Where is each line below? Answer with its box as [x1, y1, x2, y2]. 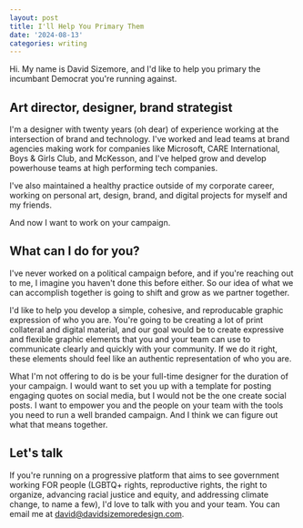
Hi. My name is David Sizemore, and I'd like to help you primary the [9, 64, 261, 75]
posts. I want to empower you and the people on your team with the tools [9, 400, 284, 411]
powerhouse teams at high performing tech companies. [9, 163, 218, 174]
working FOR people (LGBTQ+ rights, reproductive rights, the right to [9, 479, 268, 490]
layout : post [9, 13, 59, 23]
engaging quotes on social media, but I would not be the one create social [9, 390, 287, 401]
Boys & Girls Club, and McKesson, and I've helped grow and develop [9, 153, 267, 164]
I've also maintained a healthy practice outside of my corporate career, [9, 180, 275, 191]
